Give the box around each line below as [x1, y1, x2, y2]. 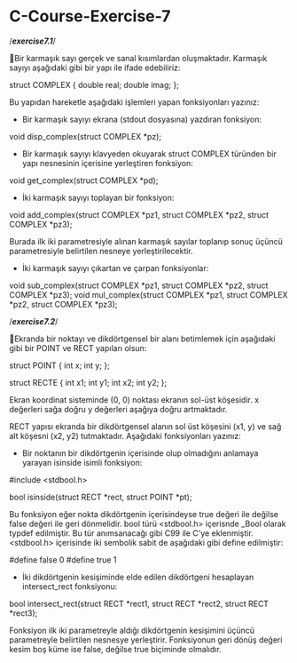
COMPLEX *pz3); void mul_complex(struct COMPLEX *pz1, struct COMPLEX [9, 289, 288, 300]
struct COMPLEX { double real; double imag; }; [9, 79, 180, 90]
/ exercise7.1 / [9, 36, 56, 46]
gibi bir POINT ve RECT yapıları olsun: [9, 342, 147, 353]
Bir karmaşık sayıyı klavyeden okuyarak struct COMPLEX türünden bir [21, 148, 277, 159]
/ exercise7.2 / [9, 316, 59, 326]
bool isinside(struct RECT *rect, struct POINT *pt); [9, 491, 192, 502]
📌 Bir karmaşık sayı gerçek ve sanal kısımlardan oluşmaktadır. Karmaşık [9, 52, 268, 63]
